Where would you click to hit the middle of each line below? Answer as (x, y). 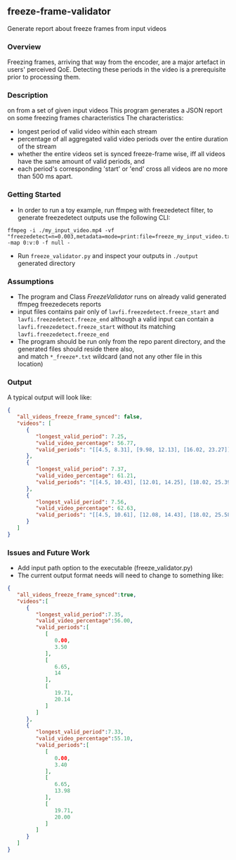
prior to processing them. (44, 77)
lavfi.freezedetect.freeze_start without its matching (96, 327)
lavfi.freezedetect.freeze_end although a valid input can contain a (116, 319)
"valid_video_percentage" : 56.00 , (84, 621)
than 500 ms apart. (45, 177)
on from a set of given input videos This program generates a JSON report (115, 110)
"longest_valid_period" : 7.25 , (81, 436)
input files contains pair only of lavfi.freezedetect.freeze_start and (118, 312)
